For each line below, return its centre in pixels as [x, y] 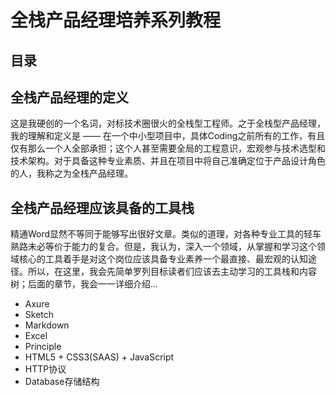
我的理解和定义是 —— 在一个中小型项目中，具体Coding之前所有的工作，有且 [168, 136]
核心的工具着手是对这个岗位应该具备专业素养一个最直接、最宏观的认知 [163, 259]
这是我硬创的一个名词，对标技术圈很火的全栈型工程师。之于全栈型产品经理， [168, 123]
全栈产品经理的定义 [69, 97]
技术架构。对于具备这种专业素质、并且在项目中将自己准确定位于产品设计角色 [168, 161]
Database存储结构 [62, 382]
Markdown [47, 325]
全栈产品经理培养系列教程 [116, 20]
